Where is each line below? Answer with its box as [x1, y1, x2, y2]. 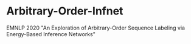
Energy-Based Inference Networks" [6, 30, 96, 37]
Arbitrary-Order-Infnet [6, 4, 123, 18]
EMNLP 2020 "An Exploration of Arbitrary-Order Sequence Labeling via [6, 24, 186, 31]
